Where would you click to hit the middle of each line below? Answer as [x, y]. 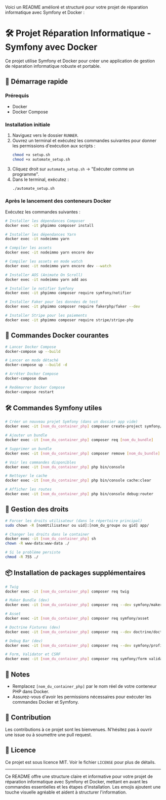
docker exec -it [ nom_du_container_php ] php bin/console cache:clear [78, 481]
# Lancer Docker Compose [31, 347]
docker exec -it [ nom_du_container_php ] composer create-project [74, 426]
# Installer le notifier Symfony [40, 289]
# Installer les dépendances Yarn [41, 234]
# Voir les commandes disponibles [41, 462]
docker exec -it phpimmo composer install [49, 225]
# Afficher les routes [28, 489]
